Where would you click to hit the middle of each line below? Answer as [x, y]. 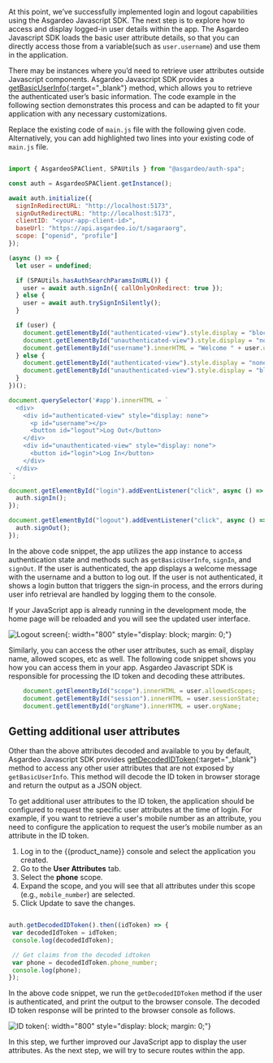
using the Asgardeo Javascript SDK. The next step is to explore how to [127, 20]
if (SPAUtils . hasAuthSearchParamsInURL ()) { [92, 280]
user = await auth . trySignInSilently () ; [92, 303]
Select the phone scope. [61, 878]
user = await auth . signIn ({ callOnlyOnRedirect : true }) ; [123, 288]
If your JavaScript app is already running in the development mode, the [128, 610]
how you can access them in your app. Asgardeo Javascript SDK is [121, 667]
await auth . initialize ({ [50, 198]
